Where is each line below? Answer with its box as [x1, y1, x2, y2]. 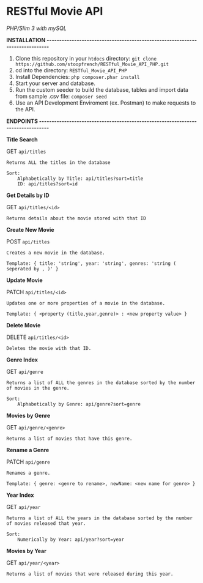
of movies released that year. [6, 520, 86, 527]
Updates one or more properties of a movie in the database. [6, 300, 166, 306]
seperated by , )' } [6, 266, 59, 272]
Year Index [6, 491, 34, 499]
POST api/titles [6, 237, 50, 245]
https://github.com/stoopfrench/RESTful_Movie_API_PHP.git [15, 61, 169, 67]
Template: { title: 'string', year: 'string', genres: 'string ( [6, 260, 176, 267]
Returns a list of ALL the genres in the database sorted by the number [6, 379, 196, 386]
